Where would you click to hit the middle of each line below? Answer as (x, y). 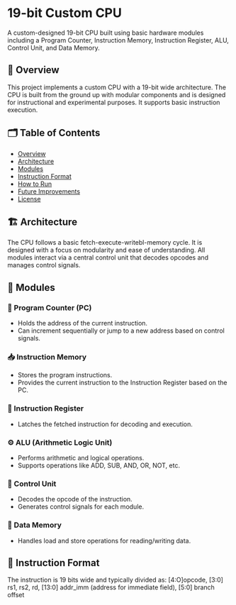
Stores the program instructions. (65, 375)
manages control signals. (44, 265)
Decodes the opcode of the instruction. (75, 499)
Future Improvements (49, 191)
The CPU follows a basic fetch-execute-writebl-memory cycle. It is (105, 243)
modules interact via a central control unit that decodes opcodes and (108, 257)
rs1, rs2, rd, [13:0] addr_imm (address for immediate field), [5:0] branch (111, 587)
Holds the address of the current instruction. (82, 323)
